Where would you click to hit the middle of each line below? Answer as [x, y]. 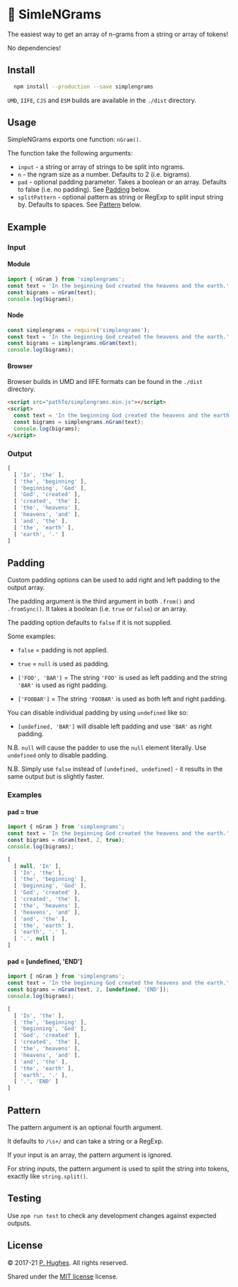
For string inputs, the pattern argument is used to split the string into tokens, [118, 1168]
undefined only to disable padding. [58, 755]
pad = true [23, 811]
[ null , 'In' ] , [38, 866]
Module [19, 264]
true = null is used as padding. [63, 664]
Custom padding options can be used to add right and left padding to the [114, 580]
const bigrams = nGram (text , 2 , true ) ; [66, 840]
